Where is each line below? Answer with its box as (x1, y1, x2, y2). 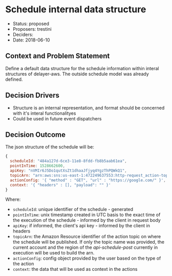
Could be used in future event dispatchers (12, 115, 102, 121)
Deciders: (12, 31, 33, 37)
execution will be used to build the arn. (12, 250, 95, 256)
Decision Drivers (5, 91, 60, 100)
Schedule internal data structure (5, 4, 146, 15)
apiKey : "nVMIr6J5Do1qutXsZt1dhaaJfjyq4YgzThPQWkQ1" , (10, 168, 127, 173)
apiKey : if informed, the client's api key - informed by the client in (12, 223, 150, 229)
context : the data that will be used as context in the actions (12, 266, 138, 272)
